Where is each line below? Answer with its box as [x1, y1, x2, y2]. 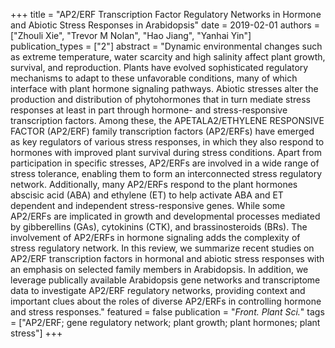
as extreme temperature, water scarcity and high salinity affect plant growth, [10, 51, 326, 63]
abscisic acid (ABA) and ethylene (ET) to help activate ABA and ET [10, 189, 284, 201]
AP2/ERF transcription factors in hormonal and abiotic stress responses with [10, 253, 325, 264]
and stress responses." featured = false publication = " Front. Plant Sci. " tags [10, 306, 325, 318]
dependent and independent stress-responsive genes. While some [10, 200, 286, 211]
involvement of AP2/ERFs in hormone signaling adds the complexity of [10, 232, 301, 243]
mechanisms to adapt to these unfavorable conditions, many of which [10, 72, 298, 84]
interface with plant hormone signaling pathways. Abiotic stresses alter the [10, 83, 319, 94]
